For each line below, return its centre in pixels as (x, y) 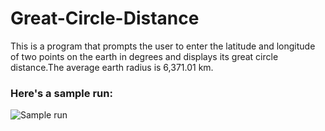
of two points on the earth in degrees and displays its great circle (144, 56)
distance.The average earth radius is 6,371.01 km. (112, 67)
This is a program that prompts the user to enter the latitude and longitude (163, 46)
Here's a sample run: (61, 93)
